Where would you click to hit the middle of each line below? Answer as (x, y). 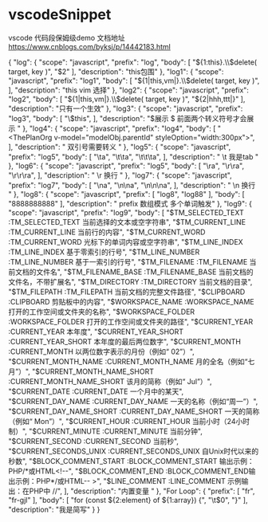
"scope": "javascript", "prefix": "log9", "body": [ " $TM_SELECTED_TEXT (126, 212)
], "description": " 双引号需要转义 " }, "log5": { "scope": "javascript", (120, 147)
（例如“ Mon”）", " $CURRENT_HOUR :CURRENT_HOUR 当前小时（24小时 (129, 421)
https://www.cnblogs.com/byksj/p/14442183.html (90, 46)
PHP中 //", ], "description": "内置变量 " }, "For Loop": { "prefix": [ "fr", (142, 491)
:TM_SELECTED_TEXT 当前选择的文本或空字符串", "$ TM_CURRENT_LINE (127, 222)
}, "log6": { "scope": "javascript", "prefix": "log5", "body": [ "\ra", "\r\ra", (126, 166)
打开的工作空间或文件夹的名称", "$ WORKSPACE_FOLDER (102, 312)
